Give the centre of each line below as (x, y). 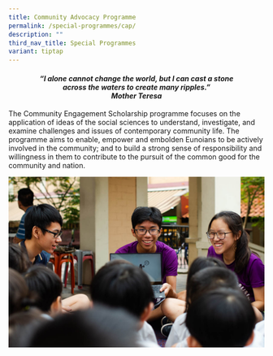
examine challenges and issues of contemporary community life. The (124, 131)
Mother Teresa (136, 96)
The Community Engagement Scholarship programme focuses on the (125, 114)
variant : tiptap (36, 52)
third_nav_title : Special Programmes (72, 43)
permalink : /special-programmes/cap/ (72, 26)
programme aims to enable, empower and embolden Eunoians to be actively (136, 140)
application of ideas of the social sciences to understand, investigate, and (132, 123)
